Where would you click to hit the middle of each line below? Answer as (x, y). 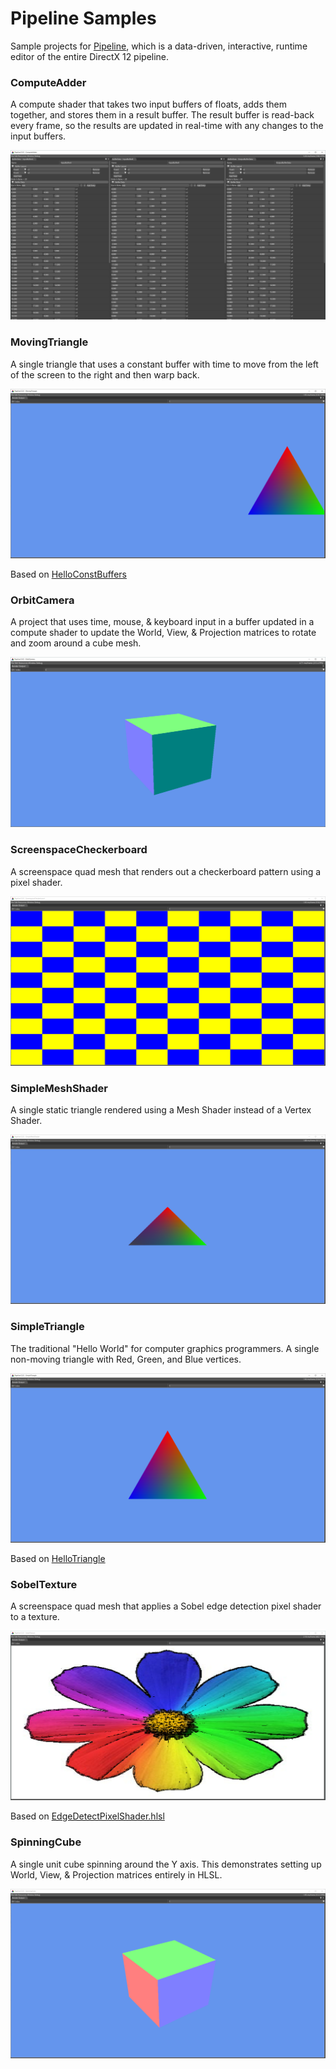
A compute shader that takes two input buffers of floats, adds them (148, 104)
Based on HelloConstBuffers (68, 574)
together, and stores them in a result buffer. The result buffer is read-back (162, 115)
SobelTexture (44, 1584)
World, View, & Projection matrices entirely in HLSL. (116, 1874)
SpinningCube (46, 1842)
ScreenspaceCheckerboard (79, 850)
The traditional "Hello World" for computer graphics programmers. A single (165, 1348)
